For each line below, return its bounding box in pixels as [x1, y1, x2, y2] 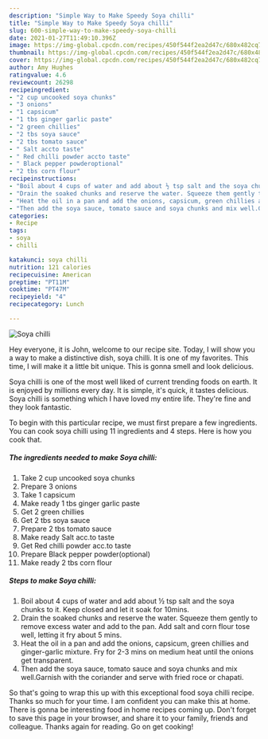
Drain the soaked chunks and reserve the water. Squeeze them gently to [20, 613, 258, 623]
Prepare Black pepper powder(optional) [20, 549, 150, 559]
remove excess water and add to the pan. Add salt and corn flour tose [20, 621, 251, 631]
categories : [9, 212, 49, 220]
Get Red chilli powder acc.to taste [20, 540, 132, 550]
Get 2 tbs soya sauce [20, 515, 91, 525]
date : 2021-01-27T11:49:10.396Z [9, 33, 116, 42]
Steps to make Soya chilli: [9, 576, 96, 586]
